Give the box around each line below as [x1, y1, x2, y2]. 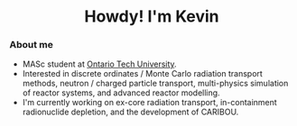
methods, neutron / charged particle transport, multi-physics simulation [22, 78, 289, 89]
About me [9, 39, 54, 51]
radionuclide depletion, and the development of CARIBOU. [22, 106, 239, 118]
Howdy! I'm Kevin [84, 6, 219, 27]
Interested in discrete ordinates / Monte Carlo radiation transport [22, 68, 264, 79]
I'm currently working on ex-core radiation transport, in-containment [22, 97, 277, 108]
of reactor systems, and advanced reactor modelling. [22, 87, 220, 98]
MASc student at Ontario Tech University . [22, 58, 178, 69]
